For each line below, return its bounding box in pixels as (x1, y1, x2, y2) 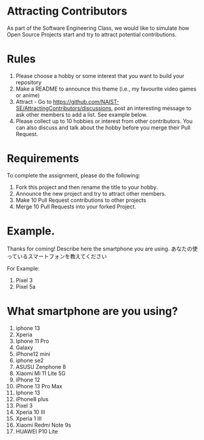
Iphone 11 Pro (15, 337, 49, 345)
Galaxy (15, 343, 33, 351)
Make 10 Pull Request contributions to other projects (15, 196, 146, 204)
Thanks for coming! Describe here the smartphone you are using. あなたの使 (7, 245, 198, 252)
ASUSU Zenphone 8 (15, 363, 66, 370)
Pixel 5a (15, 283, 36, 290)
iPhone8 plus (15, 395, 49, 402)
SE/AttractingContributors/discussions (15, 105, 111, 112)
